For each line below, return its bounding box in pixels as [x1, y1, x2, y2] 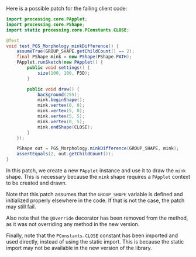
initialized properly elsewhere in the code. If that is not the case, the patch [6, 197, 185, 204]
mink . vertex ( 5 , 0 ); [37, 108, 85, 114]
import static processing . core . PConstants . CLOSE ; [6, 27, 130, 33]
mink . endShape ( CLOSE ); [37, 124, 93, 130]
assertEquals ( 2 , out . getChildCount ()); [16, 151, 114, 157]
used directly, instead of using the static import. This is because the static [6, 238, 184, 245]
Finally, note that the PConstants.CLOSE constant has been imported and [6, 232, 178, 239]
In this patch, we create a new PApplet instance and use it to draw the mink [6, 167, 186, 174]
